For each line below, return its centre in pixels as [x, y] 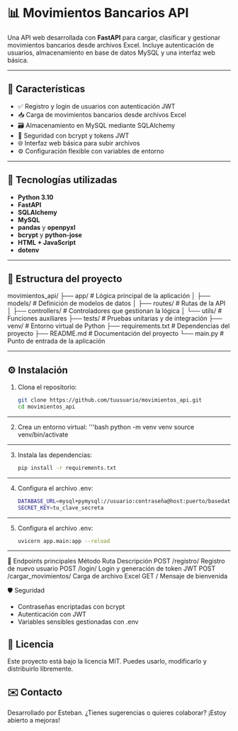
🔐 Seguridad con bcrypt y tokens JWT [73, 136]
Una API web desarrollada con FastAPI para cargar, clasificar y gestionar [114, 37]
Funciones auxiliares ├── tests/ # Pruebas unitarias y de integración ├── [115, 319]
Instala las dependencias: [55, 455]
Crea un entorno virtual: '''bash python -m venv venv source [106, 427]
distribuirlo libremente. [40, 669]
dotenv [28, 250]
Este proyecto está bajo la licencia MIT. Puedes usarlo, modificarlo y [107, 661]
